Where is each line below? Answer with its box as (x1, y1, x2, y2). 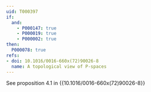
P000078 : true (11, 47, 46, 53)
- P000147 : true (17, 25, 57, 31)
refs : (6, 52, 19, 58)
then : (6, 42, 19, 48)
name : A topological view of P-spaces (11, 63, 107, 70)
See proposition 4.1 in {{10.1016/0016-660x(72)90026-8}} (6, 80, 146, 87)
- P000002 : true (17, 36, 57, 42)
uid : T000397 (6, 8, 38, 15)
